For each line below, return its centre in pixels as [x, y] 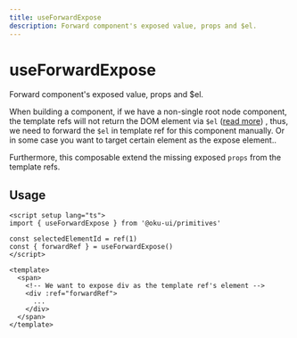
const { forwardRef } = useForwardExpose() [91, 247]
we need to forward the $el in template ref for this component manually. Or [147, 131]
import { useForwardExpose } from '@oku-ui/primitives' [115, 224]
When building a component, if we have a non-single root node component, [148, 111]
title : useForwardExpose [55, 17]
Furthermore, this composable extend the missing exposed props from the [145, 158]
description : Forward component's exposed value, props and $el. [133, 26]
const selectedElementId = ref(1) [74, 239]
